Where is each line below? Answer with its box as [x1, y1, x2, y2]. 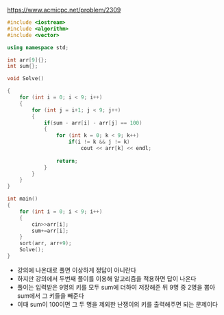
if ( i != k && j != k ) [68, 138, 130, 146]
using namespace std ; [7, 44, 69, 51]
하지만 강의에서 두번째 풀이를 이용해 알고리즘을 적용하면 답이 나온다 [16, 274, 197, 283]
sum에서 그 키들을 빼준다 [16, 291, 84, 300]
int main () [7, 195, 38, 203]
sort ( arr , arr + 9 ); [19, 240, 72, 247]
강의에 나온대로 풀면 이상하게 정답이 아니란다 [16, 266, 137, 274]
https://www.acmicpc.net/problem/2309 [7, 6, 121, 14]
